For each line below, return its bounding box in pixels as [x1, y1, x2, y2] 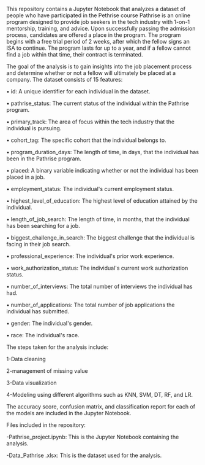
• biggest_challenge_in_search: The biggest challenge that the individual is [6, 234, 195, 241]
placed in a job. [6, 173, 45, 181]
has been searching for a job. [6, 222, 81, 229]
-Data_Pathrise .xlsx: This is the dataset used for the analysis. [6, 451, 162, 459]
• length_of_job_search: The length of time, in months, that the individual [6, 216, 190, 223]
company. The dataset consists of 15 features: [6, 76, 123, 83]
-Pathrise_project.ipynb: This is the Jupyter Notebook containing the [6, 433, 179, 440]
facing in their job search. [6, 241, 71, 248]
